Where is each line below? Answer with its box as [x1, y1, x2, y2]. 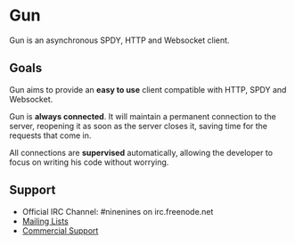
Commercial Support [21, 225, 99, 236]
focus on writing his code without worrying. [9, 157, 169, 167]
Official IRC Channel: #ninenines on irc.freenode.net [21, 206, 214, 216]
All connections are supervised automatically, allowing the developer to [9, 147, 274, 158]
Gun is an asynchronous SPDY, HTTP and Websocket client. [9, 35, 230, 45]
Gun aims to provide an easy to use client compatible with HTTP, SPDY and [9, 84, 287, 94]
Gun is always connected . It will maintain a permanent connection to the [9, 110, 276, 121]
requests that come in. [9, 130, 92, 141]
